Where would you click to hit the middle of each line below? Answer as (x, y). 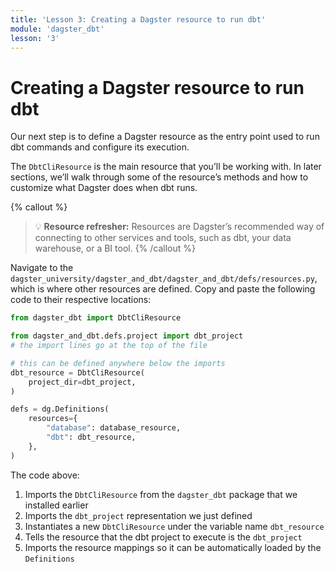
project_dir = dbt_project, (82, 382)
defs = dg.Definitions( (60, 409)
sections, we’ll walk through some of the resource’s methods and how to (159, 177)
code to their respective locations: (81, 300)
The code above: (45, 475)
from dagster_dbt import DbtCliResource (96, 318)
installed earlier (56, 505)
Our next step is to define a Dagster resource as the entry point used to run (165, 137)
